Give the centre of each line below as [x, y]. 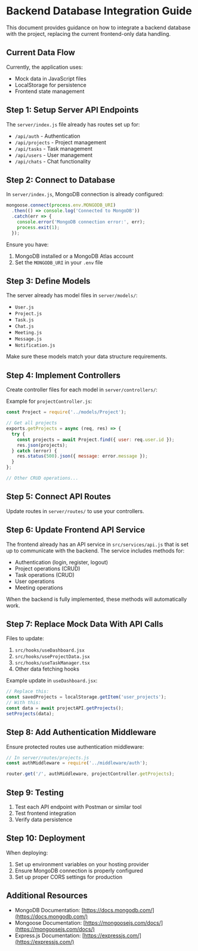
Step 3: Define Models [48, 281]
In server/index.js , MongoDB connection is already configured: [85, 194]
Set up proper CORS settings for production [69, 877]
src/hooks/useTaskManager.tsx [52, 663]
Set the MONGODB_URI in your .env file [59, 262]
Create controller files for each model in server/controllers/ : [82, 390]
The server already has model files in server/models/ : [72, 295]
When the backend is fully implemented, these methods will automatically [97, 599]
